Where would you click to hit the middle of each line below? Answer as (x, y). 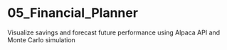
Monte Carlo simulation (42, 39)
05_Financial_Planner (73, 13)
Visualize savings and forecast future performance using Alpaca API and (114, 32)
